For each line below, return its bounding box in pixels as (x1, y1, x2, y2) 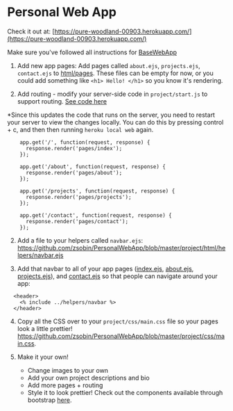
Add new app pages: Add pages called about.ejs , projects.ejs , (17, 61, 200, 70)
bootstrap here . (27, 396, 72, 404)
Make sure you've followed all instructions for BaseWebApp (7, 48, 178, 56)
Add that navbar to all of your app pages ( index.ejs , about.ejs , (17, 264, 194, 273)
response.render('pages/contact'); (25, 218, 129, 225)
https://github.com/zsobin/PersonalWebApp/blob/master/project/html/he (17, 243, 226, 252)
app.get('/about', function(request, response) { (19, 163, 166, 170)
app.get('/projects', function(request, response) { (19, 187, 175, 195)
